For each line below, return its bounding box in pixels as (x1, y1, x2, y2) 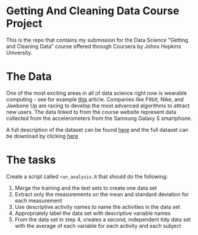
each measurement (14, 197, 62, 204)
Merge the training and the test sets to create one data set (14, 184, 157, 191)
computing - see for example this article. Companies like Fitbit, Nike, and (6, 96, 184, 103)
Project (6, 17, 43, 30)
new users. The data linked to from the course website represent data (6, 108, 177, 115)
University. (6, 49, 33, 56)
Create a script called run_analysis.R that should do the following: (6, 173, 168, 180)
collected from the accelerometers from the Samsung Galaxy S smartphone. (6, 115, 193, 122)
